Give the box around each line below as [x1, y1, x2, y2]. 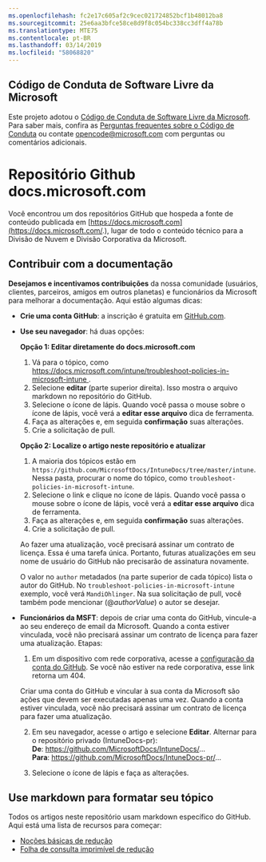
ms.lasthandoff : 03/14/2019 [8, 42, 102, 49]
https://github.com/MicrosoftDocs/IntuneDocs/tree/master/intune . [31, 465, 256, 474]
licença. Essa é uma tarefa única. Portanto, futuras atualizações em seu [19, 548, 256, 557]
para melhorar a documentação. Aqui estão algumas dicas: [8, 295, 203, 305]
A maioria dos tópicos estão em [31, 456, 137, 465]
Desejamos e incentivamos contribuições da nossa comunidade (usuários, [8, 279, 258, 288]
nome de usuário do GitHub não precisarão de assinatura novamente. [19, 556, 249, 566]
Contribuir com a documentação [8, 257, 173, 271]
